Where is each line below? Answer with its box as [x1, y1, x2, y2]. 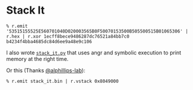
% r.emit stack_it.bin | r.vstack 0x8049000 [6, 78, 119, 84]
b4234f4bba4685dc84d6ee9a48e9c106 [6, 38, 93, 44]
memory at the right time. [6, 55, 69, 62]
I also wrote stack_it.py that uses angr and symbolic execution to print [6, 49, 182, 56]
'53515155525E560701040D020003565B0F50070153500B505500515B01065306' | [6, 28, 188, 34]
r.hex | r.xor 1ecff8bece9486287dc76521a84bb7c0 [6, 33, 130, 39]
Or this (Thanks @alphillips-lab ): [6, 66, 85, 74]
